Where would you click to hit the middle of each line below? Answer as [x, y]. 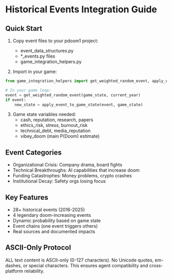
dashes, [14, 265]
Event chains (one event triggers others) [55, 226]
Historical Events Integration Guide [81, 10]
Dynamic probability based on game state [57, 220]
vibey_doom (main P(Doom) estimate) [60, 136]
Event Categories [34, 152]
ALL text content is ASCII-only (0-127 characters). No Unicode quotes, [80, 260]
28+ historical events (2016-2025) [49, 210]
